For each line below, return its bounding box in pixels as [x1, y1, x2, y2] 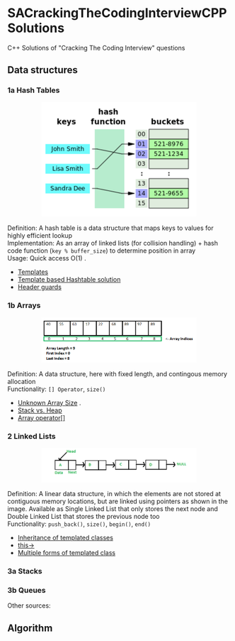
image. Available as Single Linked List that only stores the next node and [7, 505, 218, 513]
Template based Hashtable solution [17, 275, 121, 284]
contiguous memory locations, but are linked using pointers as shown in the [7, 497, 229, 505]
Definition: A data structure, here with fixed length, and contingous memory [7, 369, 228, 378]
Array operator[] [17, 413, 66, 422]
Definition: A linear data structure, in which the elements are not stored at [7, 490, 222, 498]
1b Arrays [7, 300, 41, 310]
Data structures [7, 64, 78, 76]
